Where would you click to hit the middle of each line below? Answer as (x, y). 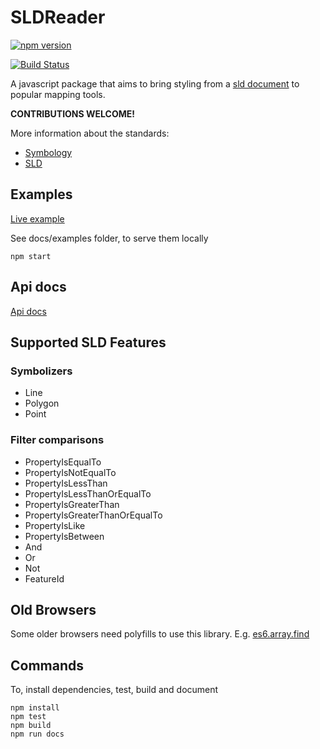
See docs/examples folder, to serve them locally (109, 238)
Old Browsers (53, 609)
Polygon (42, 403)
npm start (31, 256)
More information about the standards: (90, 133)
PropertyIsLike (55, 525)
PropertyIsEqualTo (63, 462)
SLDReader (58, 17)
